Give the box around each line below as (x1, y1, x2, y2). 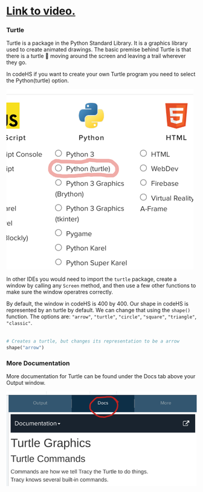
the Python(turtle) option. (6, 77, 69, 84)
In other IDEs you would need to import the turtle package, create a (6, 275, 177, 283)
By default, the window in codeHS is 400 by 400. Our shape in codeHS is (6, 300, 189, 307)
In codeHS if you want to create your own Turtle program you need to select (6, 71, 196, 78)
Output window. (6, 379, 46, 387)
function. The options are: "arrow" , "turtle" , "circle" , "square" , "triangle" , (6, 313, 197, 320)
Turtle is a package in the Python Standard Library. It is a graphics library (6, 39, 188, 47)
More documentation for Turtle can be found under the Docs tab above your (6, 373, 196, 380)
